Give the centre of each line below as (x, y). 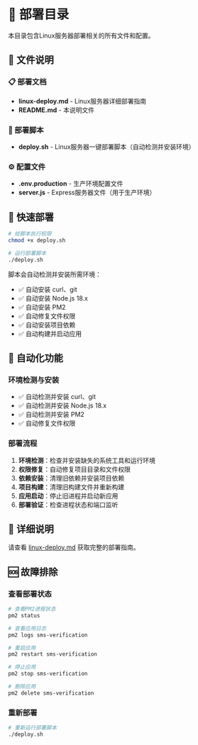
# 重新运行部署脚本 (33, 728)
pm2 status (24, 615)
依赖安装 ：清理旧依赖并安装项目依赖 (71, 478)
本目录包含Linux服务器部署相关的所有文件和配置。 (81, 35)
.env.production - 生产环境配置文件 (71, 184)
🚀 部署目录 (39, 15)
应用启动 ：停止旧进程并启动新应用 (68, 495)
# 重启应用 (22, 648)
